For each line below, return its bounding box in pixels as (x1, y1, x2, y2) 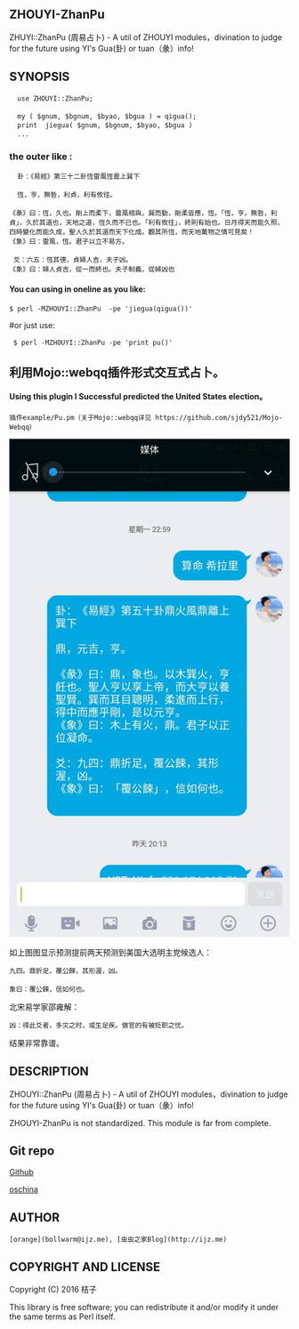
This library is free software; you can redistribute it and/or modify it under (9, 1301, 279, 1312)
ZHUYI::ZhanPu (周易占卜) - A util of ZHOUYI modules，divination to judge (9, 31, 283, 43)
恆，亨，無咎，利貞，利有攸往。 (17, 190, 117, 199)
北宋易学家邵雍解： (9, 1001, 80, 1012)
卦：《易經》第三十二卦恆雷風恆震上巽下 (17, 172, 141, 181)
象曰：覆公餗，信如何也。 (9, 985, 89, 994)
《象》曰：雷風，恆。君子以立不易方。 (9, 237, 129, 246)
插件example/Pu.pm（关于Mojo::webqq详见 (9, 413, 152, 422)
